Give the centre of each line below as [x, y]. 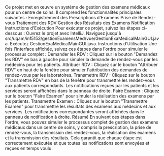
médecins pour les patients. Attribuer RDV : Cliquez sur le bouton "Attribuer [82, 64]
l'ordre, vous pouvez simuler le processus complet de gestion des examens [82, 122]
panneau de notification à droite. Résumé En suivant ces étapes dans [75, 117]
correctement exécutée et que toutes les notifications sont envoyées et [77, 143]
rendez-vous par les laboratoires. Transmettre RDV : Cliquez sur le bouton [80, 75]
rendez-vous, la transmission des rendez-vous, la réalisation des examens [81, 133]
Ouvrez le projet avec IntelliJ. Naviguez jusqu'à [74, 33]
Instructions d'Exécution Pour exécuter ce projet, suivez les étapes [73, 28]
